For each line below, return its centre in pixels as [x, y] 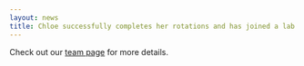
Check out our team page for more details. [89, 52]
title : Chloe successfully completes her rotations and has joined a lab [152, 26]
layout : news [34, 18]
